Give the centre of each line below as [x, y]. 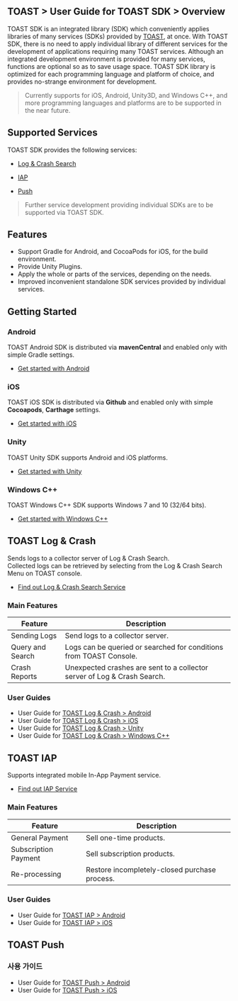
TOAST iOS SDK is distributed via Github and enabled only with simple [110, 402]
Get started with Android [53, 369]
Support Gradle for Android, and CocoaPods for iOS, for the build [113, 252]
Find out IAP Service [47, 789]
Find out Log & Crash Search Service [72, 587]
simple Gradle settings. [41, 355]
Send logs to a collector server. [117, 636]
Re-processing [36, 874]
